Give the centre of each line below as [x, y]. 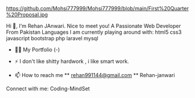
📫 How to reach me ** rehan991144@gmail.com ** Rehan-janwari [95, 75]
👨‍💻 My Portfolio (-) [37, 50]
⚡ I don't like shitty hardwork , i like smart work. [72, 61]
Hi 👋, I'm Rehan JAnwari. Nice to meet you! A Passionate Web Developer [94, 26]
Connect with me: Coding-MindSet [48, 89]
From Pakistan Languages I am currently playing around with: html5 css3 [94, 32]
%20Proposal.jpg [27, 15]
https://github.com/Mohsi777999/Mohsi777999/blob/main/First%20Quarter [97, 8]
